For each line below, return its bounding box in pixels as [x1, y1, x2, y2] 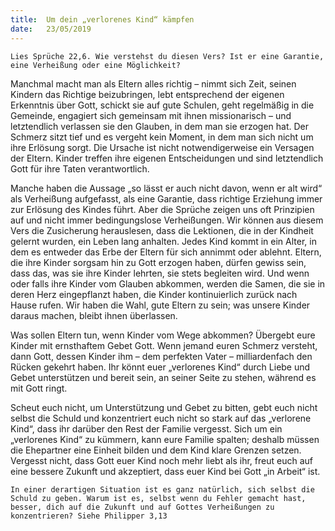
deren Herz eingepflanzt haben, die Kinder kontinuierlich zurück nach [10, 288, 298, 300]
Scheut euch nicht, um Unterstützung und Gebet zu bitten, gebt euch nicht [10, 401, 318, 413]
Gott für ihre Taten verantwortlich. [10, 162, 150, 175]
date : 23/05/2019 [10, 24, 92, 34]
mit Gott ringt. [10, 382, 68, 394]
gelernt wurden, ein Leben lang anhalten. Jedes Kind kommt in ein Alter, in [10, 235, 317, 247]
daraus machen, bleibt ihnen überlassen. [10, 309, 178, 321]
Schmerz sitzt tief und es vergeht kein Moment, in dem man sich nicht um [10, 131, 314, 143]
